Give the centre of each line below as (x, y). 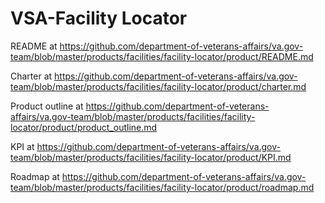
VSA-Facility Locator (99, 18)
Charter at (31, 76)
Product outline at (47, 106)
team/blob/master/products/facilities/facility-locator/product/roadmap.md (162, 187)
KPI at (22, 146)
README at (34, 46)
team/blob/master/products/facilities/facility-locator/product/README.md (162, 56)
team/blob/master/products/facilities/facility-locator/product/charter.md (158, 86)
